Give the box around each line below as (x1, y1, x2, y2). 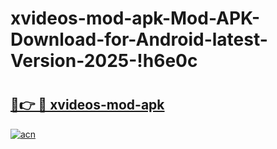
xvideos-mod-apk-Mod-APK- (10, 7, 261, 30)
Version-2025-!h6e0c (10, 50, 198, 72)
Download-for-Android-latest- (10, 28, 268, 51)
